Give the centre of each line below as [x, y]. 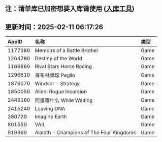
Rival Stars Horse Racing [63, 67]
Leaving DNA [50, 109]
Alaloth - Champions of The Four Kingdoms [85, 133]
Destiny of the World [59, 59]
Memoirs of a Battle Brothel [66, 50]
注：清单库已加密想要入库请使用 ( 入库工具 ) [70, 9]
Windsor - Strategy [57, 84]
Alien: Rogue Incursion [61, 92]
